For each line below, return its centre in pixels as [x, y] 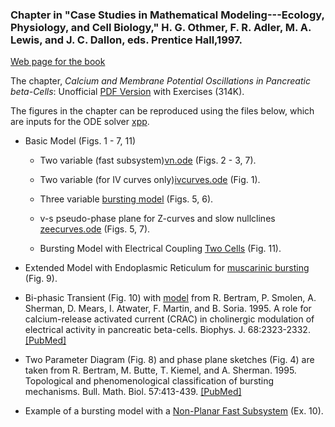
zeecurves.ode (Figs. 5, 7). [95, 229]
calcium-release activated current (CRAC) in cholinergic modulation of [169, 319]
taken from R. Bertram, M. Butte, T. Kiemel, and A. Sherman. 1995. [160, 370]
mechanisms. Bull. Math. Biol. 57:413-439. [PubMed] [133, 392]
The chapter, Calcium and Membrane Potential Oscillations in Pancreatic [160, 81]
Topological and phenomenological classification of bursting [149, 381]
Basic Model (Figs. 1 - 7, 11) [80, 141]
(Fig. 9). [41, 279]
